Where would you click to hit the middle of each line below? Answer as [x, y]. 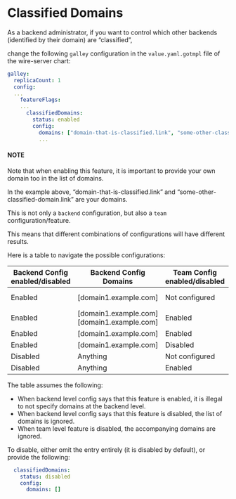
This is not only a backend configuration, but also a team [87, 213]
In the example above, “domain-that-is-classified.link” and [91, 192]
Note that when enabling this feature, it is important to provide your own [111, 171]
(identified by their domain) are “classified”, [70, 39]
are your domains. [101, 199]
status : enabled [56, 120]
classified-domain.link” [40, 199]
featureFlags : [40, 100]
